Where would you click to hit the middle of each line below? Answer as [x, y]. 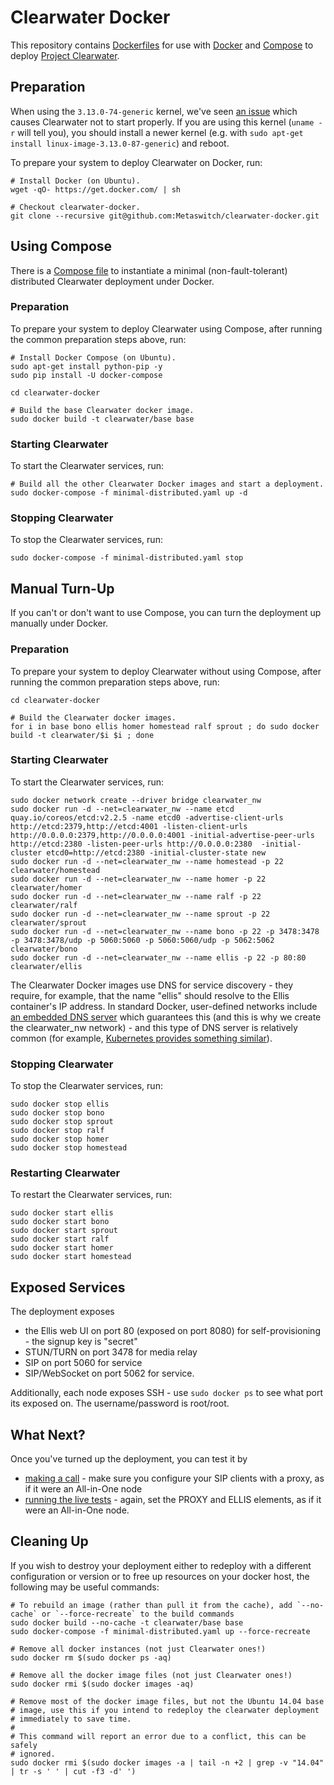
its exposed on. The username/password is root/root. [120, 1403]
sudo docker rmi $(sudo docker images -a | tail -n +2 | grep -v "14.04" [167, 1762]
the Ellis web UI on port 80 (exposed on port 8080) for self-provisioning [172, 1331]
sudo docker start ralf [60, 1239]
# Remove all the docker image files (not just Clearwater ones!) [151, 1675]
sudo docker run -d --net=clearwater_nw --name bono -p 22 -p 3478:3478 [165, 931]
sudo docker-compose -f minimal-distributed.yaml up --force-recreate [160, 1631]
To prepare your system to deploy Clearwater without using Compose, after [166, 671]
